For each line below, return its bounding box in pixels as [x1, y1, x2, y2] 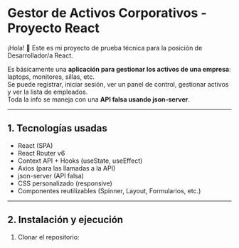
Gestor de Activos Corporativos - [7, 5, 208, 21]
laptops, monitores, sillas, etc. [7, 72, 95, 81]
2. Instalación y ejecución [7, 214, 123, 226]
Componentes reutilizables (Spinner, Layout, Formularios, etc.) [17, 186, 201, 195]
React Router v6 [17, 149, 65, 157]
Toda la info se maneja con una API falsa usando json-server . [7, 95, 191, 104]
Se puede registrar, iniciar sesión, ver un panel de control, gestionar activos [7, 80, 229, 88]
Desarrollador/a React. [7, 51, 73, 60]
